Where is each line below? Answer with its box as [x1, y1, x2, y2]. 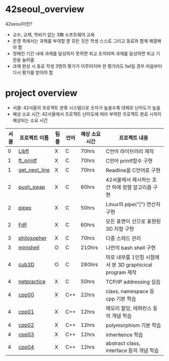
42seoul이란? [5, 21, 33, 27]
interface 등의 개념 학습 [105, 347, 159, 354]
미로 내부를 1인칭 [105, 254, 144, 261]
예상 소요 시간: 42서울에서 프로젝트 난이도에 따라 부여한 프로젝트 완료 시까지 [12, 111, 162, 117]
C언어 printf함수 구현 [105, 157, 153, 164]
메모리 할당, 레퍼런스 [105, 305, 152, 312]
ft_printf [18, 157, 37, 164]
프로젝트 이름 [19, 134, 49, 141]
